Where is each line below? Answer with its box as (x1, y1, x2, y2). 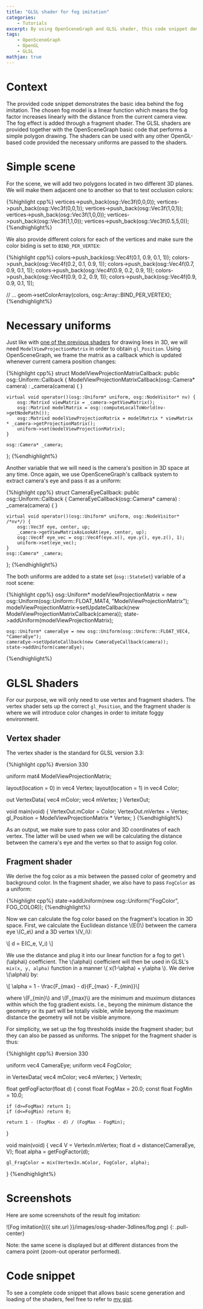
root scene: (6, 579, 35, 587)
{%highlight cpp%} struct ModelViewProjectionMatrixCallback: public (6, 370, 180, 377)
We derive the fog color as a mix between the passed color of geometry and (6, 872, 196, 880)
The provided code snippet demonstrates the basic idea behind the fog (6, 100, 184, 107)
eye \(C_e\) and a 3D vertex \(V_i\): (6, 928, 92, 935)
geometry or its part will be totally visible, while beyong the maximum (6, 1007, 179, 1014)
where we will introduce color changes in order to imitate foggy (6, 709, 164, 716)
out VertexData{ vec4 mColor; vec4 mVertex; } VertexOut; (6, 796, 150, 803)
